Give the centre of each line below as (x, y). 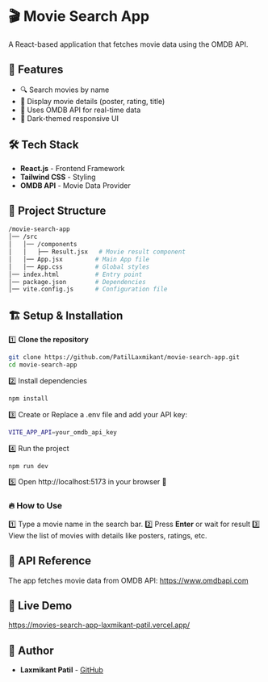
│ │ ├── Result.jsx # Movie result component (97, 252)
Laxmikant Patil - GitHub (61, 670)
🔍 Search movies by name (65, 90)
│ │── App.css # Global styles (79, 267)
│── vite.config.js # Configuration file (88, 289)
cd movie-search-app (43, 365)
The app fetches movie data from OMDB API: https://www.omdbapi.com (128, 580)
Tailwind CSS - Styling (58, 177)
